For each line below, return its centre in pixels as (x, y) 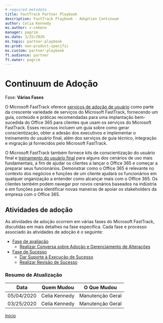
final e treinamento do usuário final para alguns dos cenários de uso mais (79, 158)
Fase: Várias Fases (24, 97)
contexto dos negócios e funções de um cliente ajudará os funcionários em (81, 174)
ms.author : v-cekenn (26, 28)
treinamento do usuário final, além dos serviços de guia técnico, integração (81, 138)
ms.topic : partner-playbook (34, 42)
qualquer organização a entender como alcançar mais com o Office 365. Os (81, 179)
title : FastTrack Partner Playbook (41, 14)
